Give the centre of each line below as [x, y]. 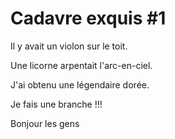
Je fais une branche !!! [56, 104]
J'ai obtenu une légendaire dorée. [80, 84]
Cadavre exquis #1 [88, 18]
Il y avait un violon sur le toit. [69, 46]
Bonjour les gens [45, 123]
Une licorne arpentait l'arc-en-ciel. [81, 65]
